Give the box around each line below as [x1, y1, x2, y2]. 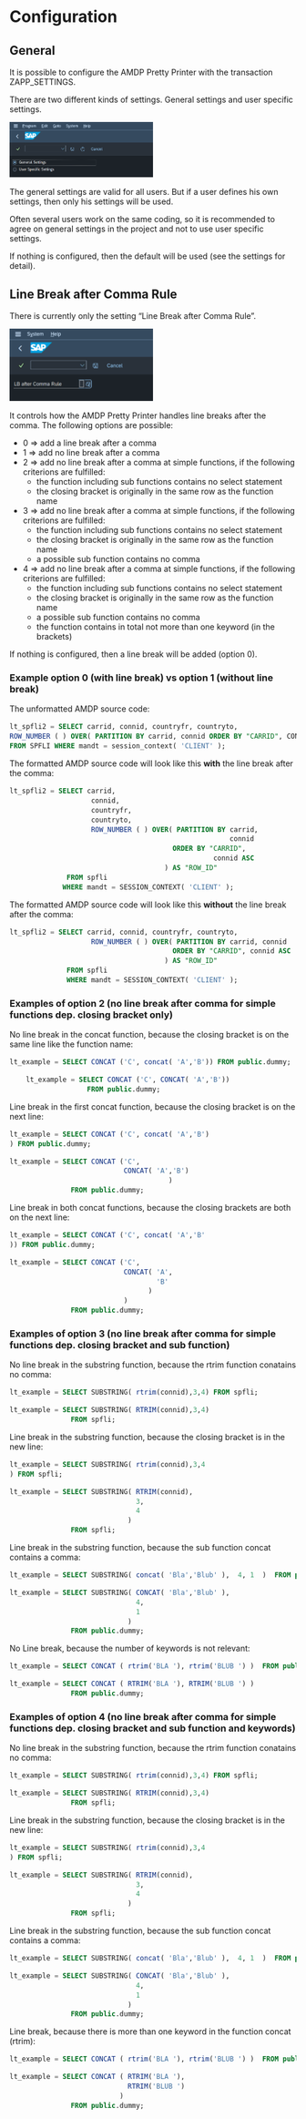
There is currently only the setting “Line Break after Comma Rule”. [9, 311, 257, 322]
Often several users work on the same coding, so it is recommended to [9, 213, 276, 224]
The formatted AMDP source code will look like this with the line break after [9, 758, 294, 769]
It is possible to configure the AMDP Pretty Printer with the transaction [9, 67, 273, 77]
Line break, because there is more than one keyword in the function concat [9, 2026, 291, 2037]
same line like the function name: [9, 1039, 134, 1049]
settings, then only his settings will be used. [9, 196, 174, 207]
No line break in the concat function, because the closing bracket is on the [9, 1029, 290, 1040]
